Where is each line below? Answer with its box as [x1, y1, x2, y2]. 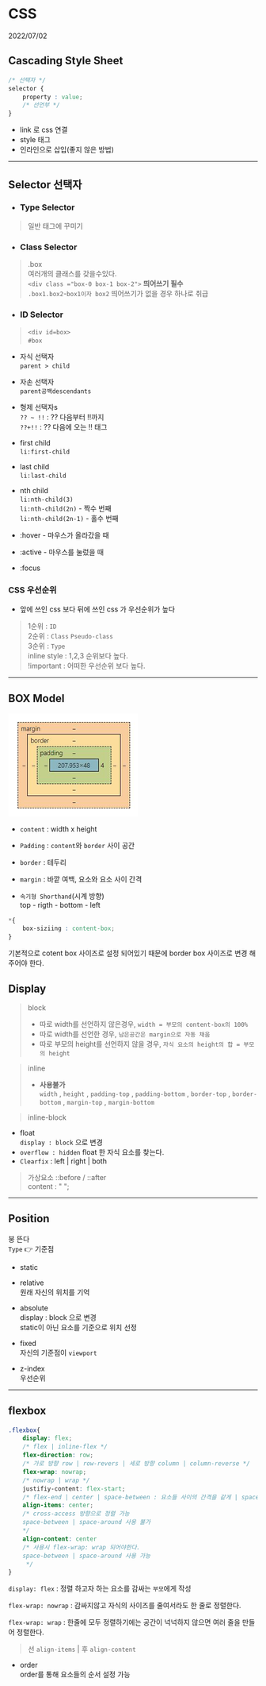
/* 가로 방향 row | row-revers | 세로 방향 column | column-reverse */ [22, 1460, 251, 1468]
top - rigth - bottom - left [19, 900, 101, 909]
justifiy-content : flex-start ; [22, 1484, 126, 1493]
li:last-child [19, 472, 66, 480]
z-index [19, 1364, 45, 1373]
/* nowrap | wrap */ [22, 1476, 90, 1484]
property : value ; [22, 93, 83, 101]
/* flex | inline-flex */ [22, 1443, 108, 1451]
